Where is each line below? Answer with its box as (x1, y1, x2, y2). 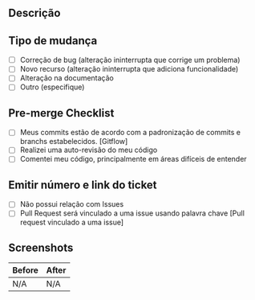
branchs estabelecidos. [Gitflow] (19, 137, 128, 146)
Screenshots (8, 240, 74, 254)
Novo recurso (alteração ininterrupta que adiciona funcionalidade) (19, 64, 239, 74)
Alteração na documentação (19, 73, 115, 83)
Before (12, 265, 38, 276)
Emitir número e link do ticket (8, 178, 158, 191)
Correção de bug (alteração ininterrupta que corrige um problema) (19, 55, 241, 65)
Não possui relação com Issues (19, 199, 124, 209)
